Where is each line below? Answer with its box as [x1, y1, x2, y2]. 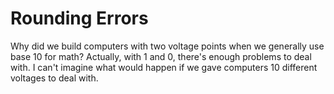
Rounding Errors [10, 7, 149, 30]
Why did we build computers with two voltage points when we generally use [10, 40, 325, 52]
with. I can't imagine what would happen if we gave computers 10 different [10, 61, 318, 73]
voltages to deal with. [10, 72, 99, 84]
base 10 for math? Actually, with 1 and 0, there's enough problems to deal [10, 50, 312, 62]
